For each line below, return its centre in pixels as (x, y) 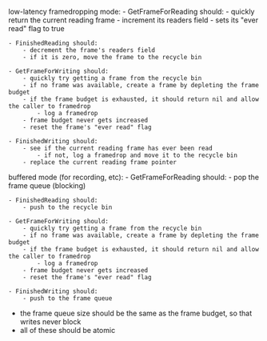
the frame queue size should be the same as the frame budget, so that (136, 313)
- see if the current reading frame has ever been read (118, 148)
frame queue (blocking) (47, 186)
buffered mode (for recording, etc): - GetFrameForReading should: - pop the (134, 177)
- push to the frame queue (68, 299)
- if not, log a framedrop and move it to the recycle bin (137, 155)
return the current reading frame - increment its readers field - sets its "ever (133, 20)
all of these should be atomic (68, 330)
